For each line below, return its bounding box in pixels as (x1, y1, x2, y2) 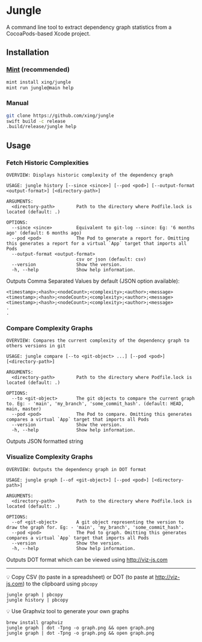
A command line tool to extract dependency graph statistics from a (6, 23, 172, 31)
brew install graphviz (6, 619, 63, 626)
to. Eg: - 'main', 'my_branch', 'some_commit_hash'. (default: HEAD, (6, 401, 185, 407)
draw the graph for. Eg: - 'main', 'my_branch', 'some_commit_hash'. (6, 524, 185, 530)
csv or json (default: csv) (76, 256, 147, 262)
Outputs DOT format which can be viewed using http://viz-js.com (6, 556, 168, 563)
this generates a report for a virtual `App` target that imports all (6, 240, 187, 247)
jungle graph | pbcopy (6, 591, 63, 597)
